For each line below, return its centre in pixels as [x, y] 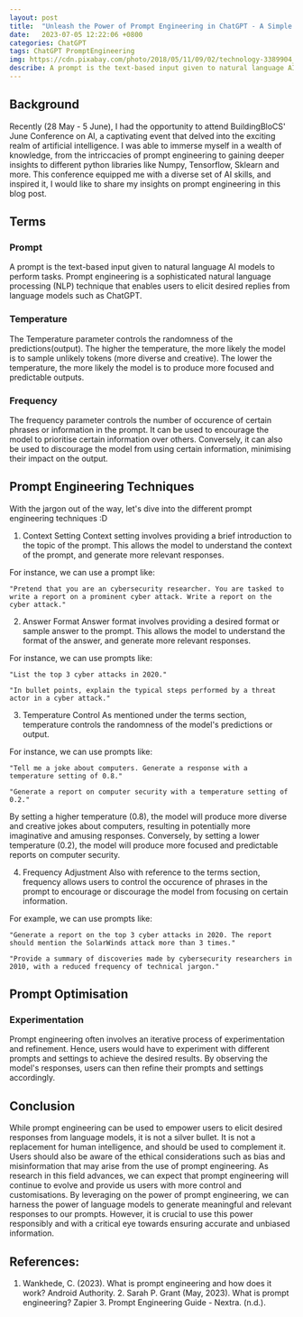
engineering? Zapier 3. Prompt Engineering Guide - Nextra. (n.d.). [144, 1303]
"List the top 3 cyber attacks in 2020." [88, 674]
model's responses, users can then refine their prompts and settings [137, 1068]
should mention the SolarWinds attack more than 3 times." [123, 943]
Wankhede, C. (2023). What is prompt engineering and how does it [147, 1284]
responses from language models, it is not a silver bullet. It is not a [133, 1137]
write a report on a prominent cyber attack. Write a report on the [141, 596]
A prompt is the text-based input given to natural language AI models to [142, 267]
